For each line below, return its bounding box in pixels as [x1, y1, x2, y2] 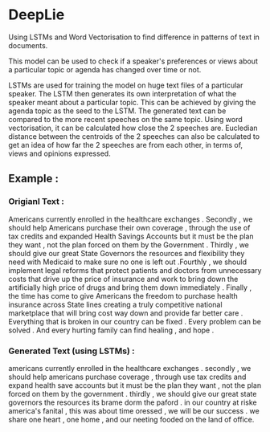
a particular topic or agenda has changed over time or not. [8, 64, 202, 74]
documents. [8, 40, 48, 50]
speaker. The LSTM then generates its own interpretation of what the [8, 88, 237, 98]
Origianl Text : [8, 196, 64, 207]
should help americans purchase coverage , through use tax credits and [8, 372, 247, 381]
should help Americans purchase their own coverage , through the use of [8, 222, 251, 232]
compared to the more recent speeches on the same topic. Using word [8, 114, 243, 124]
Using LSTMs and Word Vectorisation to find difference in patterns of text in [8, 32, 260, 42]
